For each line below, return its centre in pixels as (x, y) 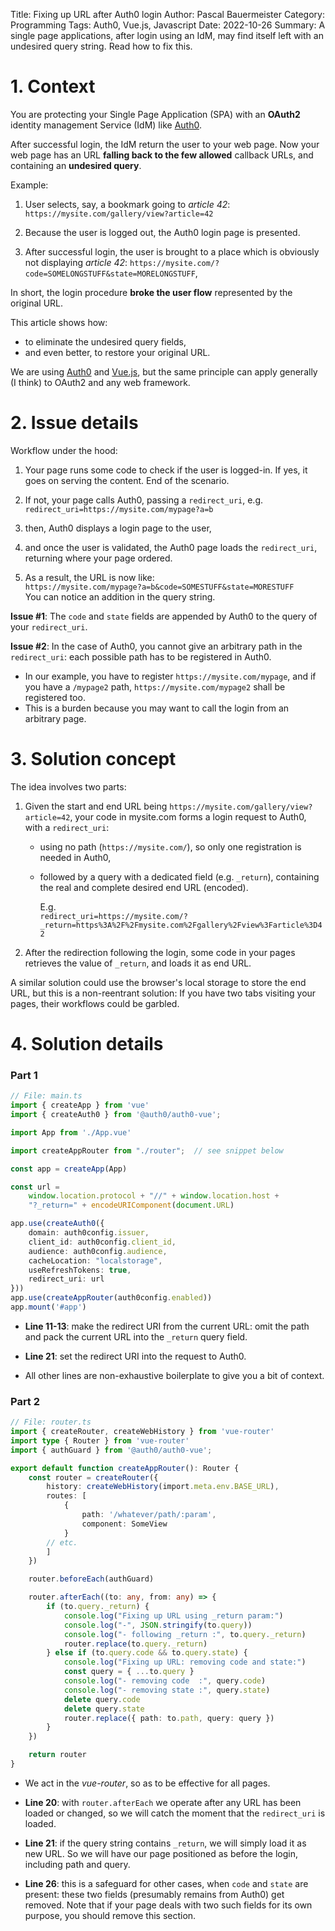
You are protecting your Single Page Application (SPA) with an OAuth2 (155, 114)
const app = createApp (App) (69, 1169)
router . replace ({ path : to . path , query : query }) (169, 1718)
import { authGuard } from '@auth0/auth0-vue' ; (111, 1450)
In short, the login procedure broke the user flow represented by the (151, 292)
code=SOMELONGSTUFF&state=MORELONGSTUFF (110, 274)
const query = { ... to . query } (129, 1672)
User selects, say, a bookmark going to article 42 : (127, 204)
